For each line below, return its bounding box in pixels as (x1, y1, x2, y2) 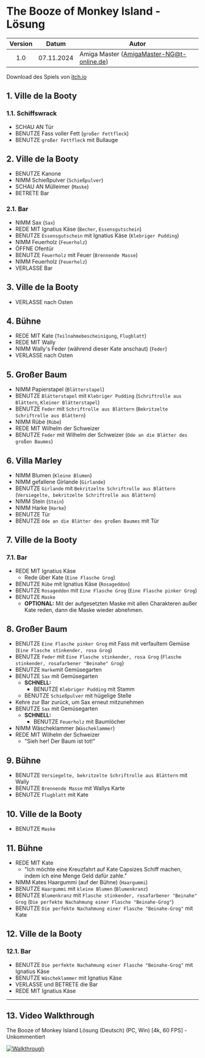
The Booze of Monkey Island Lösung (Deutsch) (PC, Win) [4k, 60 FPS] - (6, 1027, 187, 1034)
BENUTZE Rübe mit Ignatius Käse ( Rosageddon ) (15, 580, 130, 587)
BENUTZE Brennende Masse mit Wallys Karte (15, 784, 125, 792)
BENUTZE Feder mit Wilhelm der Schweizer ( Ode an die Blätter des (15, 431, 188, 439)
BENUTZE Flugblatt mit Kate (15, 791, 88, 799)
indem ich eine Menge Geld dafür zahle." (24, 872, 127, 879)
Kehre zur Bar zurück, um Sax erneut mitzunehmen (15, 699, 145, 706)
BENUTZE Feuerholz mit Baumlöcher (33, 718, 126, 726)
